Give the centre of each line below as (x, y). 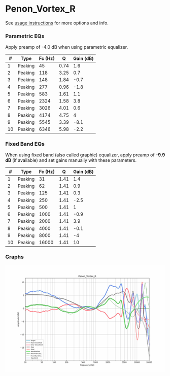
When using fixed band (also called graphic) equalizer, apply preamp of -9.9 (85, 155)
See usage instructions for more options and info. (57, 23)
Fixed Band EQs (25, 144)
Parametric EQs (25, 36)
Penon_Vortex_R (41, 9)
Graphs (14, 257)
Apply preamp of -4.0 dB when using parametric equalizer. (67, 47)
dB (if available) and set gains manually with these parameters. (71, 160)
